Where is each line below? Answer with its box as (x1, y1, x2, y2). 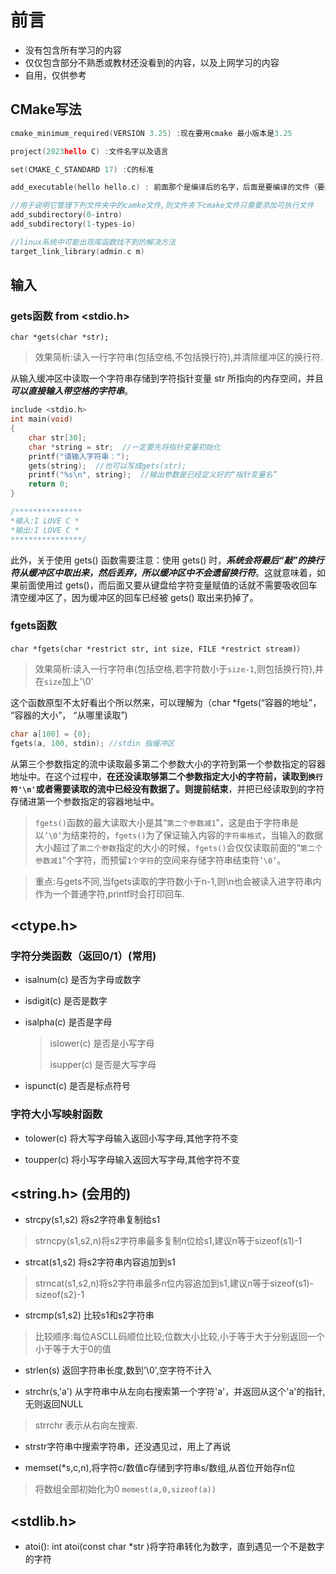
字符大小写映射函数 (10, 1107, 103, 1121)
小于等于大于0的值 (34, 1343, 112, 1355)
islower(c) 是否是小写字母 (49, 1037, 155, 1050)
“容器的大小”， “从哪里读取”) (10, 709, 128, 721)
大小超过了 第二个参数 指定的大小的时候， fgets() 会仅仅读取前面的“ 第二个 (34, 841, 323, 853)
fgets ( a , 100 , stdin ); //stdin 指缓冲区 (10, 738, 175, 748)
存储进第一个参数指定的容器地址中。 (10, 795, 160, 807)
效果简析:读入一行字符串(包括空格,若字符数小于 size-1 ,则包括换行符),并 (34, 662, 325, 675)
